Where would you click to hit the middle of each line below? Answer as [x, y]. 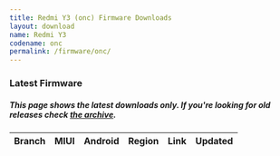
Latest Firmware [46, 83]
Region [144, 141]
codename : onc [36, 43]
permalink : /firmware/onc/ [60, 52]
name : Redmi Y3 [38, 34]
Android [101, 141]
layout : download [42, 26]
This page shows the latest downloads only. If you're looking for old [140, 104]
